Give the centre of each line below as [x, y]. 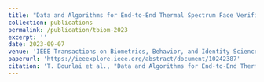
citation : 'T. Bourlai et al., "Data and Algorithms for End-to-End [123, 66]
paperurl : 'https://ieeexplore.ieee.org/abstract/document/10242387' [125, 59]
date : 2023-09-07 [37, 45]
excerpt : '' [27, 37]
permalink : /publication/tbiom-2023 [68, 30]
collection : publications [50, 23]
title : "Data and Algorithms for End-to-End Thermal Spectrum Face [121, 15]
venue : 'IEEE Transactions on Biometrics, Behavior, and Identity [119, 52]
